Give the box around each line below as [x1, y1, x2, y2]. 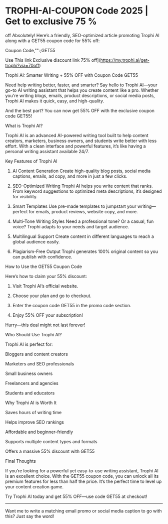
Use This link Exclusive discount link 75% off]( [5, 57, 101, 63]
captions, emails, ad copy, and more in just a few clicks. [12, 173, 127, 179]
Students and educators [5, 389, 55, 396]
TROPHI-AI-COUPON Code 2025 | [5, 5, 148, 17]
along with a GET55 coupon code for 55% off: [5, 38, 100, 44]
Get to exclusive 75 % [5, 16, 97, 27]
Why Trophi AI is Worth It [5, 400, 56, 406]
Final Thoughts [5, 458, 36, 464]
